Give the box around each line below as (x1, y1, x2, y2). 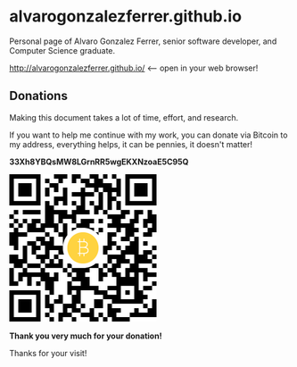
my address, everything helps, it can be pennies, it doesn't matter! (9, 138, 252, 149)
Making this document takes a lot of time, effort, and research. (9, 112, 239, 122)
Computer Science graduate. (9, 45, 116, 55)
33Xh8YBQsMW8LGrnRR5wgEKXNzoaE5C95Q (9, 156, 189, 167)
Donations (9, 88, 69, 104)
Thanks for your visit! (9, 347, 87, 358)
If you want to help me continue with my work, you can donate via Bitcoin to (9, 129, 288, 140)
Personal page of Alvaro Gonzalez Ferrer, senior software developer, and (9, 36, 277, 46)
